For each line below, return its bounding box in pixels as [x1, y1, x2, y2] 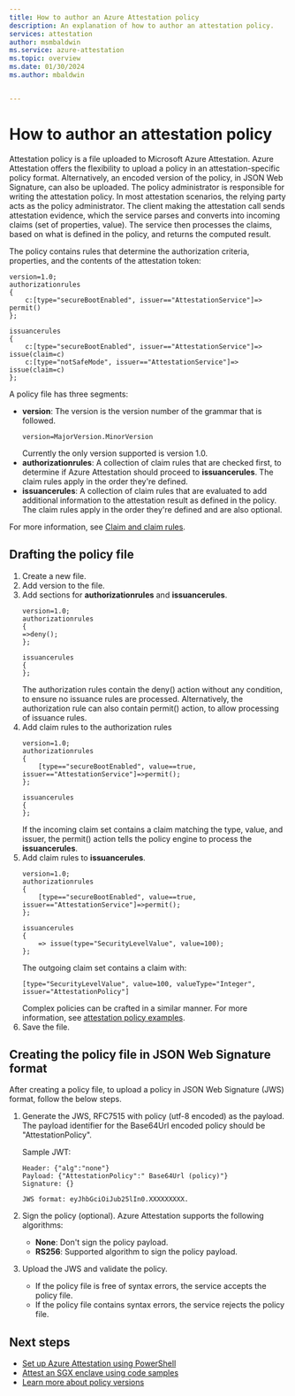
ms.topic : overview [9, 54, 81, 63]
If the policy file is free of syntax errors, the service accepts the [34, 1281, 267, 1292]
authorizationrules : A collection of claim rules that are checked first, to [21, 457, 283, 467]
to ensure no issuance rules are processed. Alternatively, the [21, 693, 244, 704]
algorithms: [21, 1220, 64, 1230]
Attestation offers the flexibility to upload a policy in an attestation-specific [9, 163, 281, 174]
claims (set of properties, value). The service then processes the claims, [9, 219, 272, 230]
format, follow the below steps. [9, 1094, 122, 1105]
